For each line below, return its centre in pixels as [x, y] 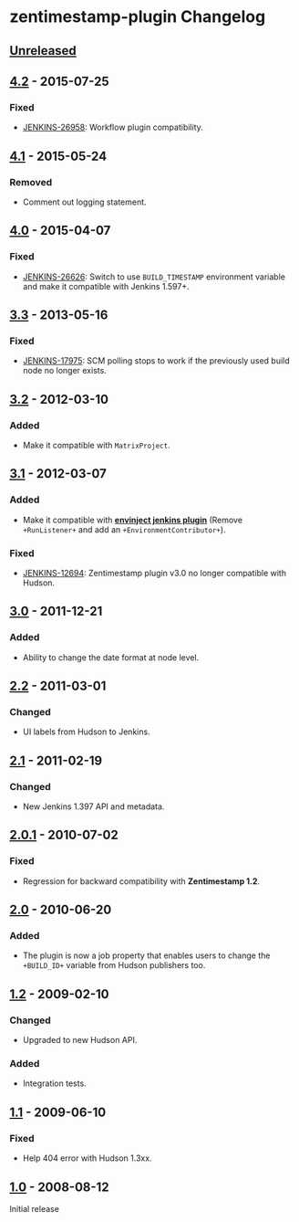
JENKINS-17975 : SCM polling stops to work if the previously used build [156, 361]
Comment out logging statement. [85, 202]
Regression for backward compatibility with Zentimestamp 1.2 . [141, 881]
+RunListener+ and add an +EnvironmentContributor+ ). [124, 529]
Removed [31, 182]
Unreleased [43, 51]
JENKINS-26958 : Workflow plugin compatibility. [113, 127]
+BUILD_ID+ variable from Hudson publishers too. [114, 965]
